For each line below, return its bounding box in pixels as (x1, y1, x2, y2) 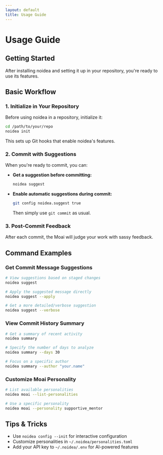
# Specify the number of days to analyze (5, 345, 94, 350)
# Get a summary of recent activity (5, 331, 83, 336)
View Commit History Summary (5, 320, 85, 327)
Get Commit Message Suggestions (5, 264, 93, 271)
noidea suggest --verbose (5, 308, 60, 313)
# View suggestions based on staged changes (5, 275, 101, 280)
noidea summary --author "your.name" (5, 363, 85, 369)
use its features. (5, 73, 39, 79)
